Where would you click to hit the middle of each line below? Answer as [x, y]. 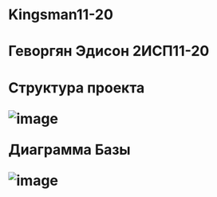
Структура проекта [77, 87]
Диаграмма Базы [69, 150]
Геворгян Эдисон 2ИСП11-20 [109, 51]
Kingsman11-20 [61, 15]
